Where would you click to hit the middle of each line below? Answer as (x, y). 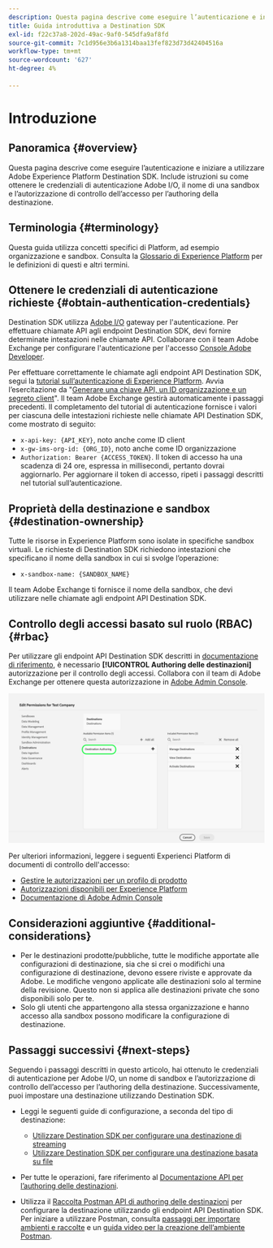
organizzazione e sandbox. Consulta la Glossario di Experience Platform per (136, 256)
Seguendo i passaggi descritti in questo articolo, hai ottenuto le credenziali (133, 1069)
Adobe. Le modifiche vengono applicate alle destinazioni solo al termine (141, 982)
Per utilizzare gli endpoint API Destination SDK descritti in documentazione (133, 656)
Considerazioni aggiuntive (77, 923)
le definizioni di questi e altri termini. (69, 265)
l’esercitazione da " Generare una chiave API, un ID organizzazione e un (128, 390)
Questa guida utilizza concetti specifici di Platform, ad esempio (114, 247)
